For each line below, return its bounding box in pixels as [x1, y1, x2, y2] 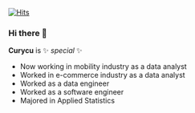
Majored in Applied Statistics [19, 96, 115, 106]
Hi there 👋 [8, 27, 48, 38]
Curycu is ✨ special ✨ [8, 46, 83, 55]
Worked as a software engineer [19, 87, 124, 97]
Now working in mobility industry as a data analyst [19, 62, 187, 71]
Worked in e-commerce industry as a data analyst [19, 71, 186, 80]
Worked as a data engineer [19, 79, 110, 88]
